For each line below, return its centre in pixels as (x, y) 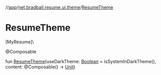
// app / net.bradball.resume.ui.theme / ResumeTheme (59, 7)
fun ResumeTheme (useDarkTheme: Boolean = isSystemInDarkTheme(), (81, 61)
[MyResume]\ (20, 42)
